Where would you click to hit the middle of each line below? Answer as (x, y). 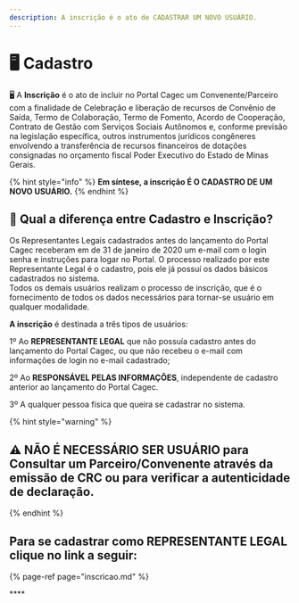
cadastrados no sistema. (54, 278)
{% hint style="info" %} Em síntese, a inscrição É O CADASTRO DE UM (141, 182)
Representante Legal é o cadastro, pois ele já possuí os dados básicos (139, 269)
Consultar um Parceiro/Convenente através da (141, 463)
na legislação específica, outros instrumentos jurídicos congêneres (133, 136)
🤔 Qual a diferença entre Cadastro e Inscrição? (141, 219)
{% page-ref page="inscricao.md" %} (79, 577)
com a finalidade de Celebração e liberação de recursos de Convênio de (143, 107)
